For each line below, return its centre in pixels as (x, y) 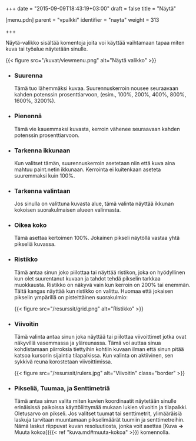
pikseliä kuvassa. (35, 244)
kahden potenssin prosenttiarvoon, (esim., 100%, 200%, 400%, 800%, (100, 95)
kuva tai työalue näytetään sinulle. (47, 49)
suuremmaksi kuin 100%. (44, 175)
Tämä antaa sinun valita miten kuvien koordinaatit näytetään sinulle (95, 401)
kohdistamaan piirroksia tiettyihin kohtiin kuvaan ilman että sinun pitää (99, 349)
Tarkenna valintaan (42, 191)
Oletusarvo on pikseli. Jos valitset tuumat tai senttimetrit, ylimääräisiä (98, 413)
